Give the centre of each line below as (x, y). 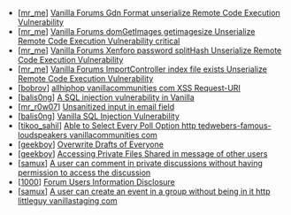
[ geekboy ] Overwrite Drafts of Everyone (90, 144)
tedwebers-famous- (234, 126)
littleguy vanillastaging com (67, 201)
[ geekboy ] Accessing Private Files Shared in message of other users (142, 154)
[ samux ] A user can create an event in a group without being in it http (144, 191)
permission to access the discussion (84, 173)
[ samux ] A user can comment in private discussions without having (140, 163)
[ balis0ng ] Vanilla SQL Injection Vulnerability (98, 116)
